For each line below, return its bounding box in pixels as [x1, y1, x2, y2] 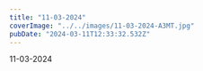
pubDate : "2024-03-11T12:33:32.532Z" [9, 29, 151, 38]
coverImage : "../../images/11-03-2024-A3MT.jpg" [9, 21, 195, 30]
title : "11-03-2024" [9, 12, 87, 22]
